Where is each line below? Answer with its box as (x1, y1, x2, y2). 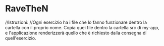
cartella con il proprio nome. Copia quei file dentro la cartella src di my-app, (5, 24, 160, 30)
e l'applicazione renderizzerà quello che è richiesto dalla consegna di (5, 30, 147, 36)
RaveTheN (5, 3, 49, 14)
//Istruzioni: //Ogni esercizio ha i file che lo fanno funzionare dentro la (5, 19, 147, 25)
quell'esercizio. (5, 35, 36, 41)
